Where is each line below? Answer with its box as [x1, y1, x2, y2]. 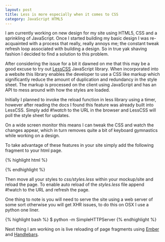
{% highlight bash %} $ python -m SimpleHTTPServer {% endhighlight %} [5, 217, 157, 223]
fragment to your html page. [5, 147, 63, 154]
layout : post [5, 7, 32, 12]
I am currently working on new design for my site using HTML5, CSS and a [5, 30, 158, 36]
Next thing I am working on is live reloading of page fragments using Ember [5, 226, 160, 232]
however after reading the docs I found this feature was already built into [5, 102, 154, 108]
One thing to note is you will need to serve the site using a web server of [5, 196, 153, 202]
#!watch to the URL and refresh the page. [5, 187, 90, 193]
